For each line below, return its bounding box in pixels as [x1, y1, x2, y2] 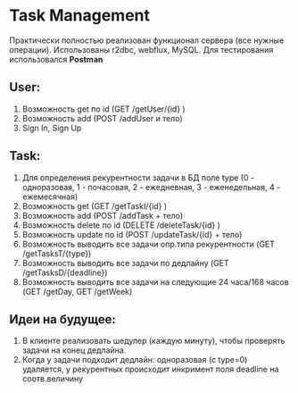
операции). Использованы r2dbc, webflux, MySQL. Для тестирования [9, 44, 274, 54]
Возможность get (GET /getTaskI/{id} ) [21, 200, 168, 211]
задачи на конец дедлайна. [21, 345, 127, 355]
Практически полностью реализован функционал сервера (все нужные [9, 35, 285, 46]
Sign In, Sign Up [21, 122, 82, 133]
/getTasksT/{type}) [21, 247, 92, 259]
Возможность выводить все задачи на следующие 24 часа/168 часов [21, 276, 289, 287]
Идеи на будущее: [9, 312, 116, 327]
